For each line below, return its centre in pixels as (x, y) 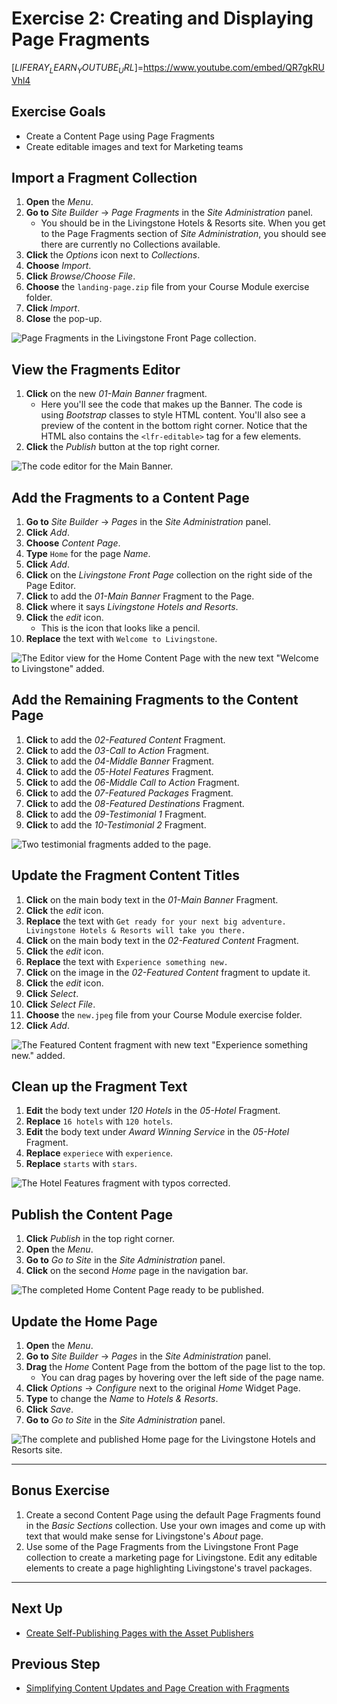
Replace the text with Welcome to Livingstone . (121, 638)
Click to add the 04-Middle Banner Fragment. (120, 761)
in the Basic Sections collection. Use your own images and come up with (175, 1525)
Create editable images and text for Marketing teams (134, 146)
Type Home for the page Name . (88, 553)
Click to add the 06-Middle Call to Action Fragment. (132, 782)
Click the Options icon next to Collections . (113, 255)
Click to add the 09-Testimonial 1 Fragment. (116, 814)
